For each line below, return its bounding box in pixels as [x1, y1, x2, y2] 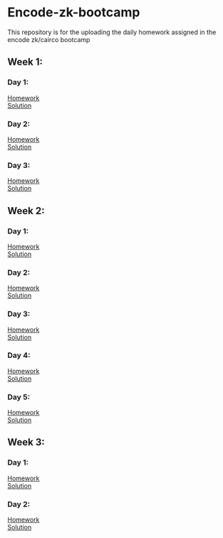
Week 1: [7, 56, 43, 68]
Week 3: [7, 436, 45, 448]
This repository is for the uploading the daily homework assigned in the [7, 28, 217, 36]
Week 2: [7, 204, 45, 217]
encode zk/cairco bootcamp [7, 35, 90, 43]
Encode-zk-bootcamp [7, 4, 140, 21]
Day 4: [7, 350, 31, 360]
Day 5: [7, 392, 31, 402]
